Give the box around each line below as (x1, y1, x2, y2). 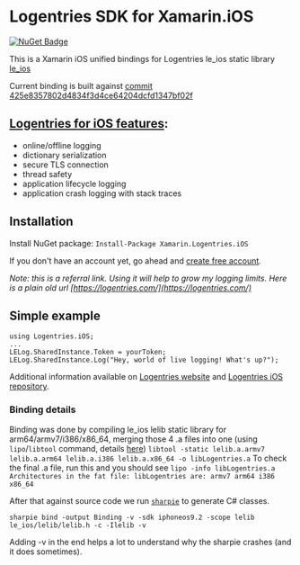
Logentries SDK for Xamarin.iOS (9, 6, 254, 27)
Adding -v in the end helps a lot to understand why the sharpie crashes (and (9, 536, 292, 547)
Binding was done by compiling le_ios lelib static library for (9, 424, 227, 435)
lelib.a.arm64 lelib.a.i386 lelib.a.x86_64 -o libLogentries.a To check (9, 453, 287, 463)
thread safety (22, 168, 73, 179)
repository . (9, 381, 49, 392)
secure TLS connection (22, 159, 110, 170)
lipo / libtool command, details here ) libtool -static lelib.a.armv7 (9, 443, 265, 453)
